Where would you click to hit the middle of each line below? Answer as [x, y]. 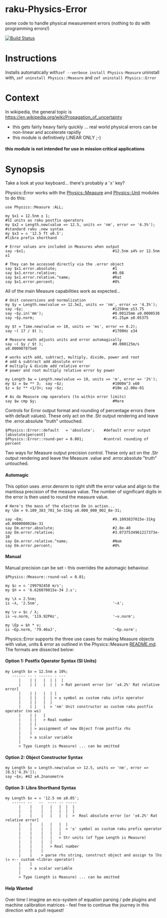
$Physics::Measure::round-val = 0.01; [45, 577]
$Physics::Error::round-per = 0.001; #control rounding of [77, 439]
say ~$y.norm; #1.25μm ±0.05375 [77, 318]
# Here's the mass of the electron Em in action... [60, 506]
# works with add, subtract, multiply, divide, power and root [72, 357]
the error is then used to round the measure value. [57, 497]
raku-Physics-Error [46, 9]
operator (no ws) [23, 711]
